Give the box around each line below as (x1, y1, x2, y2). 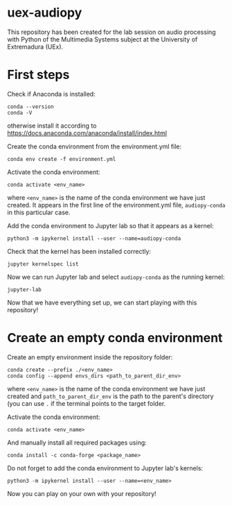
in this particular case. (7, 208, 71, 216)
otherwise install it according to (7, 121, 97, 130)
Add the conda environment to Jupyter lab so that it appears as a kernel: (7, 221, 214, 230)
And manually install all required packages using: (7, 438, 147, 447)
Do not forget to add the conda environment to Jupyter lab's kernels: (7, 463, 203, 472)
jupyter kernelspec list (7, 260, 79, 268)
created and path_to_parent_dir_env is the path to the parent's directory (7, 392, 214, 400)
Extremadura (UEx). (7, 42, 64, 51)
